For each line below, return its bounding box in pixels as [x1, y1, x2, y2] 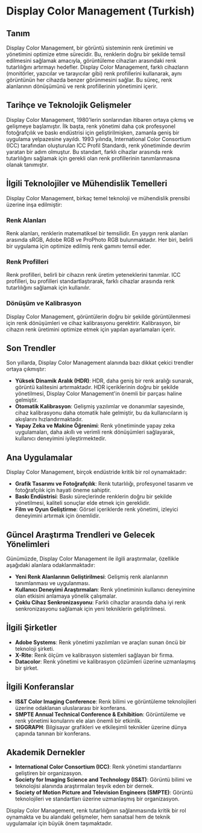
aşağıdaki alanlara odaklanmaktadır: [6, 561, 95, 568]
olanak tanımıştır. [6, 161, 49, 168]
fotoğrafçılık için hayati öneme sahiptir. [14, 487, 112, 494]
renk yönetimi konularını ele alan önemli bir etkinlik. [14, 717, 142, 724]
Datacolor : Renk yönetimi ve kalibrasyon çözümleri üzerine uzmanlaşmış [14, 657, 196, 665]
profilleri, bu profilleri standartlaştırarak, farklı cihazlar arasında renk [6, 277, 175, 285]
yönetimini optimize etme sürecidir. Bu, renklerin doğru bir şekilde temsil [6, 51, 186, 58]
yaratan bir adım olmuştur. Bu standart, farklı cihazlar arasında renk [6, 148, 173, 155]
